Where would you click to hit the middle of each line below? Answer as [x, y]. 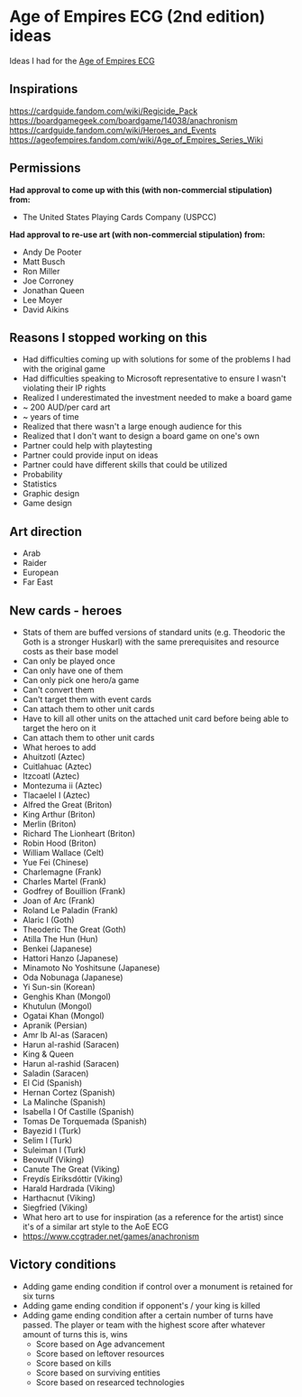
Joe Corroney [48, 281]
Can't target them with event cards [87, 699]
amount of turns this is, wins [75, 1334]
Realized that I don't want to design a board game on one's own [141, 436]
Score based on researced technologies [110, 1382]
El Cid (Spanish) [52, 1083]
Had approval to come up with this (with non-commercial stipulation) [141, 190]
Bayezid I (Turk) [52, 1131]
